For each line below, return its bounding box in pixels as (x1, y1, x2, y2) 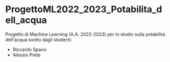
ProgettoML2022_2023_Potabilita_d (5, 4, 162, 15)
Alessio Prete (12, 52, 41, 58)
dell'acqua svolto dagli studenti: (5, 37, 72, 43)
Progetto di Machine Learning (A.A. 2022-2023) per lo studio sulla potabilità (5, 31, 165, 37)
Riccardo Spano (12, 46, 47, 52)
